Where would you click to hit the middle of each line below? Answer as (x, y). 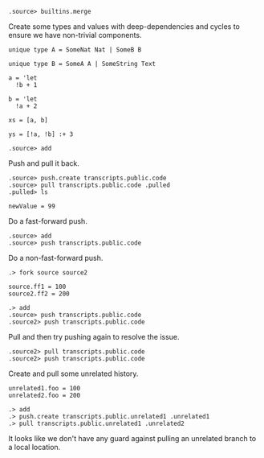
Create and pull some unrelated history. (73, 373)
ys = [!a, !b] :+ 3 (41, 134)
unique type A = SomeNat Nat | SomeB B (75, 50)
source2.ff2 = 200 (39, 294)
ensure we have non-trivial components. (75, 35)
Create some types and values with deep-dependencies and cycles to (124, 27)
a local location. (35, 447)
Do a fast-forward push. (48, 221)
